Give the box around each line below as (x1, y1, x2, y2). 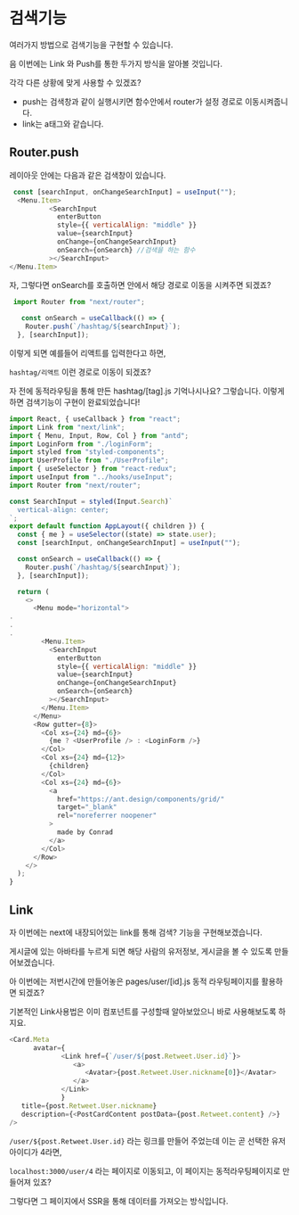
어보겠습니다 (9, 956, 53, 968)
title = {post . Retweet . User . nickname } (20, 1101, 158, 1111)
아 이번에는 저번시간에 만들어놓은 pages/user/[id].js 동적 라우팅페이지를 (9, 976, 260, 987)
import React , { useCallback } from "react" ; (9, 414, 181, 424)
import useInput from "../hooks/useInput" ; (9, 473, 174, 482)
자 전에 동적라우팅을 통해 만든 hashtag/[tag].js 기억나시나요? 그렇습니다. (9, 385, 261, 396)
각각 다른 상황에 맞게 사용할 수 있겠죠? (9, 77, 141, 87)
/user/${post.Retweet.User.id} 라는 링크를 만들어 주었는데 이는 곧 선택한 (9, 1135, 270, 1146)
